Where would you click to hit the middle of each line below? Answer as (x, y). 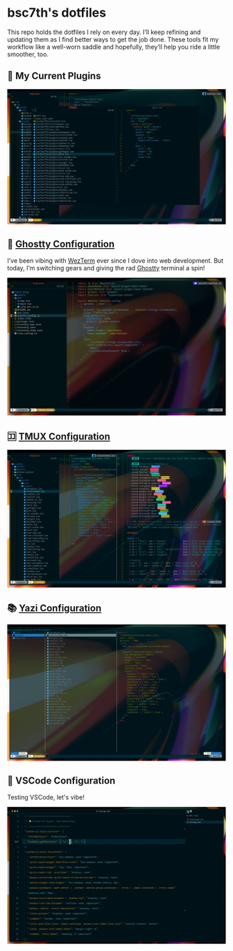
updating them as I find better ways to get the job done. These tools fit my (113, 39)
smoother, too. (28, 54)
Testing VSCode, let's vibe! (46, 797)
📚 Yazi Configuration (54, 608)
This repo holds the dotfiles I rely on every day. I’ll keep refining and (104, 32)
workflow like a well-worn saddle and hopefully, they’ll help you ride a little (114, 47)
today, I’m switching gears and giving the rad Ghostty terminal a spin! (106, 268)
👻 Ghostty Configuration (61, 244)
